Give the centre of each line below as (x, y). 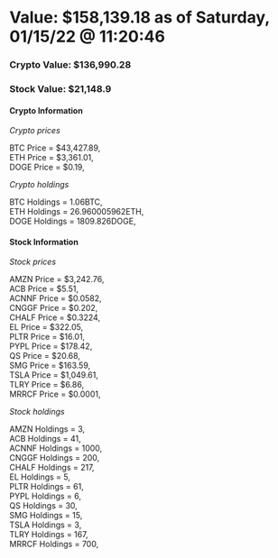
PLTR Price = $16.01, (47, 337)
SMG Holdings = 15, (46, 516)
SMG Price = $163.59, (50, 366)
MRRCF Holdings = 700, (54, 544)
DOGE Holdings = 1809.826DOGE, (73, 221)
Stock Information (44, 242)
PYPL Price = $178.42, (51, 346)
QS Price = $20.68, (45, 356)
